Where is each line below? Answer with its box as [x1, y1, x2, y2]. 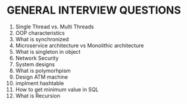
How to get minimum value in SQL [15, 86, 99, 93]
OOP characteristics [15, 29, 65, 36]
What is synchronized [15, 35, 69, 43]
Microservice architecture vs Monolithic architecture [15, 42, 144, 49]
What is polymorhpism [15, 67, 71, 74]
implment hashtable [15, 79, 64, 86]
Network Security [15, 54, 59, 61]
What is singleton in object [15, 48, 81, 55]
